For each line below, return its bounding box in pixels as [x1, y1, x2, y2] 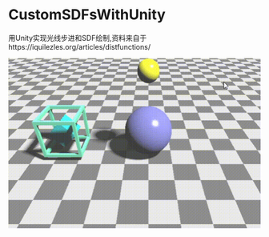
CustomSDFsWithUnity [8, 6, 166, 24]
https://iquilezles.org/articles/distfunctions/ [8, 42, 151, 51]
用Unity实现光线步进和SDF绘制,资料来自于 [8, 33, 147, 42]
